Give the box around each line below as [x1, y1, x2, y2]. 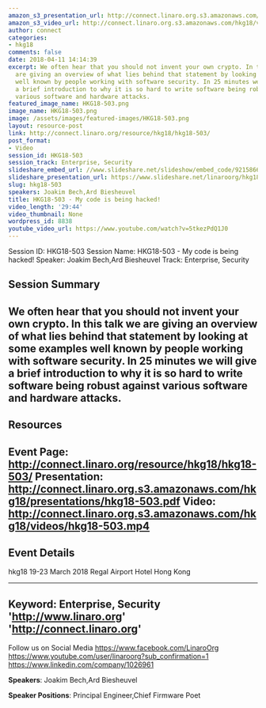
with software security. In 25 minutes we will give [8, 354, 257, 368]
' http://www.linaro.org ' [8, 610, 126, 623]
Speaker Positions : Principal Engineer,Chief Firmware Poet [8, 691, 201, 700]
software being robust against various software [8, 379, 248, 392]
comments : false [8, 48, 62, 56]
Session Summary [8, 278, 101, 291]
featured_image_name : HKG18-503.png [8, 100, 129, 108]
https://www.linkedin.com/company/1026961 [8, 660, 154, 669]
